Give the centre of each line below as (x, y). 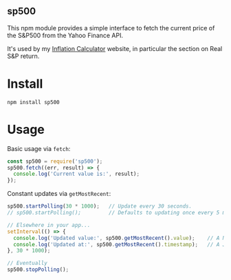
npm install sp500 (33, 102)
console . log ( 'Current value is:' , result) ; (76, 174)
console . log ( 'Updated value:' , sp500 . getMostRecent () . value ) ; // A (117, 238)
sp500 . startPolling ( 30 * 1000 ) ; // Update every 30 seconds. (100, 206)
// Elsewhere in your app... (49, 225)
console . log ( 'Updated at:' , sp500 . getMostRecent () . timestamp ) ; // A (117, 244)
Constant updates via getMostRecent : (59, 194)
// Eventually (27, 263)
